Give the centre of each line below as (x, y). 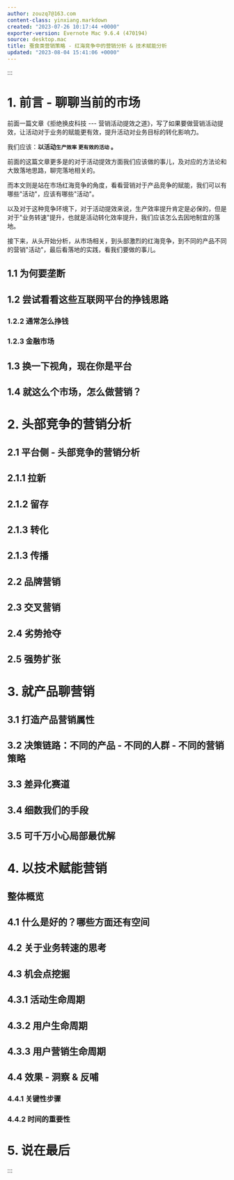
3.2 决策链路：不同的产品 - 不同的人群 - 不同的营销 (116, 745)
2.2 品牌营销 (34, 581)
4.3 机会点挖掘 (39, 973)
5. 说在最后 (39, 1151)
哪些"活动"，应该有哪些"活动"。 (53, 194)
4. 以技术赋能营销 (57, 869)
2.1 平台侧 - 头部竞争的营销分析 (74, 452)
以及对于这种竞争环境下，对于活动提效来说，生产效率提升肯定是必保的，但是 (117, 208)
